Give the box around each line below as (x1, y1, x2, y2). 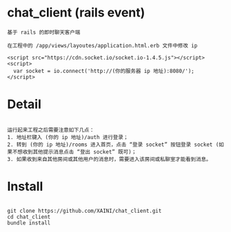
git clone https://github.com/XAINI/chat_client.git (7, 207, 162, 214)
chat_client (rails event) (7, 5, 145, 21)
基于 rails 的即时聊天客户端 (7, 29, 81, 36)
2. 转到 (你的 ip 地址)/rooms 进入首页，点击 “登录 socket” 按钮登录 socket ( (7, 141, 219, 148)
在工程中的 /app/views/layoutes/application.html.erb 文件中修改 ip (7, 42, 198, 49)
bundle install (7, 219, 51, 226)
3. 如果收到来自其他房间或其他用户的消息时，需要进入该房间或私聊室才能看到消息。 (7, 156, 212, 162)
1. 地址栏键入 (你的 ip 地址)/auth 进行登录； (7, 134, 129, 140)
